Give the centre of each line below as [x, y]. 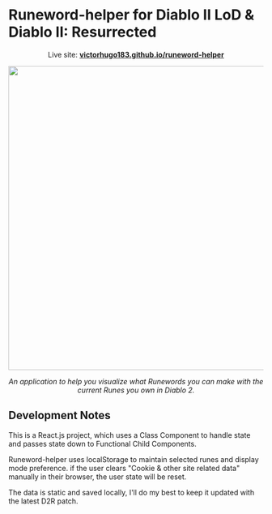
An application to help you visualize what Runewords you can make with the [136, 381]
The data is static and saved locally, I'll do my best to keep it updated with [132, 492]
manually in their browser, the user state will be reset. [98, 477]
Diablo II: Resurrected [83, 32]
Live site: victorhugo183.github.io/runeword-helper [136, 54]
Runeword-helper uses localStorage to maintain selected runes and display [134, 459]
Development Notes [59, 415]
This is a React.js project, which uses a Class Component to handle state [130, 435]
